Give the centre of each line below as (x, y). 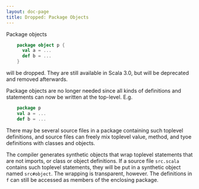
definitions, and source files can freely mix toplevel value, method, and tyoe (99, 137)
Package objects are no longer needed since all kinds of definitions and (94, 91)
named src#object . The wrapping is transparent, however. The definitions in (99, 174)
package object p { (41, 45)
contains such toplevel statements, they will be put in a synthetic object (94, 167)
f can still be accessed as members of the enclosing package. (82, 179)
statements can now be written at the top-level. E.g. (69, 97)
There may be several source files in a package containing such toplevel (95, 130)
